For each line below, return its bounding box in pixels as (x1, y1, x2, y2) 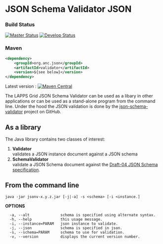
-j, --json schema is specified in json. (9, 225, 122, 231)
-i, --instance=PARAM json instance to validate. (9, 221, 119, 226)
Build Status (5, 21, 35, 28)
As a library (5, 123, 41, 132)
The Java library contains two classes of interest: (5, 136, 105, 142)
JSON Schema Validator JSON (5, 3, 132, 15)
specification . (12, 167, 41, 173)
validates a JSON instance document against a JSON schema (12, 151, 138, 157)
